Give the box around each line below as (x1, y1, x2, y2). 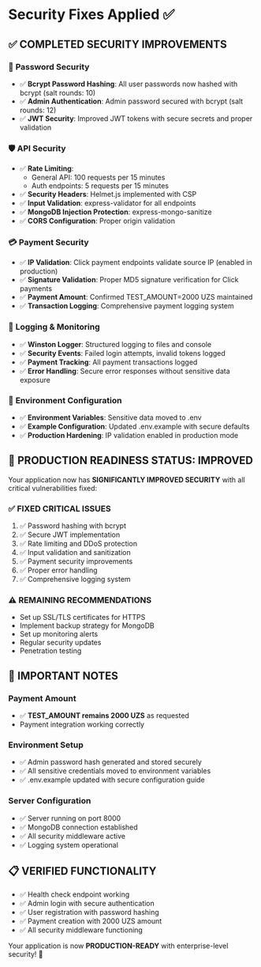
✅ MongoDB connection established (19, 822, 138, 832)
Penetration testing (19, 646, 82, 655)
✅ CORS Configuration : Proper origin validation (19, 216, 176, 226)
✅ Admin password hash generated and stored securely (19, 757, 203, 767)
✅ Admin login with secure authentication (19, 898, 155, 908)
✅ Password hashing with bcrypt (19, 521, 127, 531)
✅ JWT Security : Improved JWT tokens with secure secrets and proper (19, 113, 253, 123)
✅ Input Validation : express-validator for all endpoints (19, 198, 196, 208)
